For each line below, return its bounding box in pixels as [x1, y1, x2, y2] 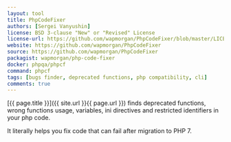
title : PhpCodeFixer [7, 16, 67, 23]
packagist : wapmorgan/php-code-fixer [7, 55, 115, 62]
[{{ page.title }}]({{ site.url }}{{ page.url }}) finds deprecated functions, [7, 99, 206, 107]
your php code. [7, 114, 50, 122]
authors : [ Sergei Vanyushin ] [7, 23, 91, 29]
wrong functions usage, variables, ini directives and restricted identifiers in [7, 106, 219, 115]
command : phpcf [7, 67, 51, 74]
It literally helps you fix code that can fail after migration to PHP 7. [7, 127, 192, 135]
